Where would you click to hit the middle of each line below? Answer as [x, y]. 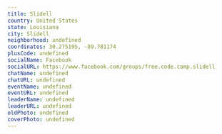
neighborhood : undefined [44, 40]
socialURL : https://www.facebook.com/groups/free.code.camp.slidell [111, 67]
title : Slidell [30, 14]
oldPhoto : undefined [38, 113]
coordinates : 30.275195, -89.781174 [62, 47]
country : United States [43, 21]
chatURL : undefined [36, 80]
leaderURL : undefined [40, 106]
